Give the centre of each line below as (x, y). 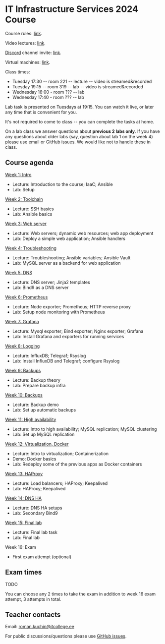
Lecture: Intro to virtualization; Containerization (60, 453)
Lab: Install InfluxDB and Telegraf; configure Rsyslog (66, 361)
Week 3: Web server (26, 224)
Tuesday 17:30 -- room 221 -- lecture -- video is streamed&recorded (82, 81)
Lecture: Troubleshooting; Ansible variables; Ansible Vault (71, 258)
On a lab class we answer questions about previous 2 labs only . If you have (82, 131)
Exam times (24, 572)
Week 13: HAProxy (24, 473)
